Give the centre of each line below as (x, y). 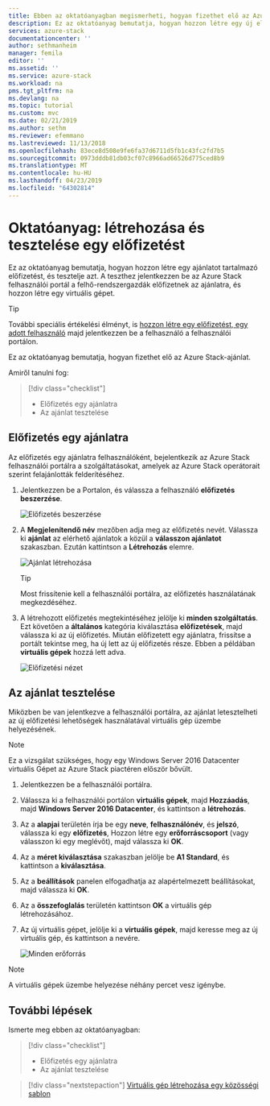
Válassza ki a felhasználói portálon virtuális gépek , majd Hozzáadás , (135, 800)
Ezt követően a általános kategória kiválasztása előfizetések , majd (131, 626)
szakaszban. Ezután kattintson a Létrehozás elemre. (107, 547)
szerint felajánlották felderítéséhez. (66, 474)
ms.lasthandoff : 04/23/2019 (55, 181)
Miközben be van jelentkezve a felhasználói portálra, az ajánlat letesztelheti (133, 712)
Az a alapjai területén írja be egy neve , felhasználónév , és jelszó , (129, 824)
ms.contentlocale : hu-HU (50, 173)
